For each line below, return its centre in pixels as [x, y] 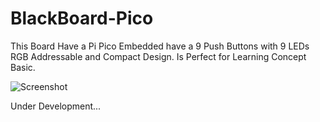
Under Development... [56, 106]
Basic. [23, 67]
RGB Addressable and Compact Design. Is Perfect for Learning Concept [158, 56]
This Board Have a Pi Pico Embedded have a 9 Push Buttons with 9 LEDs [160, 46]
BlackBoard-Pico [82, 18]
